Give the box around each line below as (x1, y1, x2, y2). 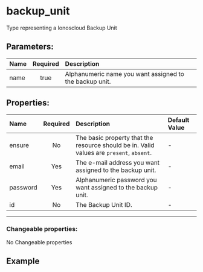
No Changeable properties (6, 238, 72, 245)
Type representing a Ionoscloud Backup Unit (6, 24, 117, 31)
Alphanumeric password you (75, 176, 157, 184)
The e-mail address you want (75, 158, 160, 166)
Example (6, 256, 40, 267)
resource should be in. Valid (75, 141, 155, 149)
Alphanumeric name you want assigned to (65, 69, 184, 78)
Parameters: (6, 42, 54, 52)
